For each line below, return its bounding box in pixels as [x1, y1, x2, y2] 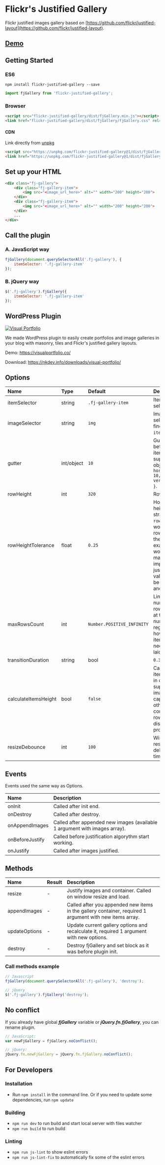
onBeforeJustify [7, 836, 45, 843]
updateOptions [7, 928, 42, 935]
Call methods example [5, 963, 60, 970]
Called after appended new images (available [53, 819, 158, 826]
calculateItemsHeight [7, 696, 57, 702]
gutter [7, 460, 22, 467]
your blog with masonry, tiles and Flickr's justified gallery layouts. [5, 340, 137, 346]
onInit [7, 803, 21, 810]
